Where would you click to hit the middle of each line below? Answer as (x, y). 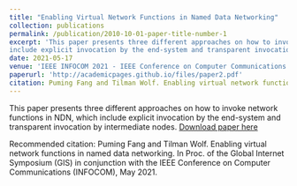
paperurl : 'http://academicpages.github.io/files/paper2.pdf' (126, 75)
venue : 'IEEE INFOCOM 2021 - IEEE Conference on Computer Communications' (150, 67)
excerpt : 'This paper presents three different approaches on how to (140, 42)
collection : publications (57, 26)
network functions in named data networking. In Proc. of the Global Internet (147, 153)
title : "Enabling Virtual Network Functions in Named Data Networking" (144, 17)
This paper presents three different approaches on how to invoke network (144, 108)
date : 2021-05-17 (41, 58)
